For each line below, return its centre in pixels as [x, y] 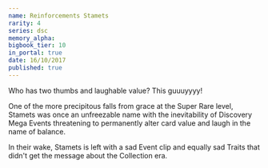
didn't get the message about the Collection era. [88, 155]
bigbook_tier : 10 [37, 46]
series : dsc [28, 30]
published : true [35, 68]
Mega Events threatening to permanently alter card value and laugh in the [130, 123]
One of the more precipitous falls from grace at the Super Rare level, [121, 106]
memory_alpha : [32, 38]
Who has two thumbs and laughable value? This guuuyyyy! [105, 90]
